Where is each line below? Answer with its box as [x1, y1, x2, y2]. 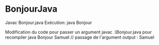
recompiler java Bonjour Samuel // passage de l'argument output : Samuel [5, 34, 155, 40]
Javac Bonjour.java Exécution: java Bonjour [5, 20, 92, 25]
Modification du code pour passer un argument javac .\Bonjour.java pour [5, 29, 152, 35]
